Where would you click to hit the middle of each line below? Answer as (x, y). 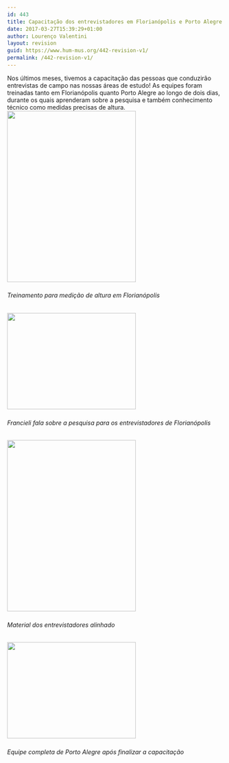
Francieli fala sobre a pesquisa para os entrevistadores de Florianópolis (109, 423)
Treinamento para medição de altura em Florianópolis (83, 295)
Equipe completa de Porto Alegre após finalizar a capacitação (96, 752)
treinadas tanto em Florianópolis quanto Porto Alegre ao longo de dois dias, (114, 92)
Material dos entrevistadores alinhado (61, 625)
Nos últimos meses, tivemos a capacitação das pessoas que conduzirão (109, 78)
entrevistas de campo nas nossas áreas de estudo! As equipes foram (105, 85)
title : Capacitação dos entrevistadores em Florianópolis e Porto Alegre (115, 22)
